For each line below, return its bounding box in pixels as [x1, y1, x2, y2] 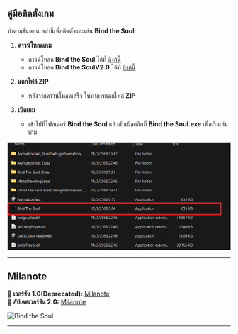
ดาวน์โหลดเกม [17, 40, 52, 49]
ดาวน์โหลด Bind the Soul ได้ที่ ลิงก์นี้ [28, 55, 122, 63]
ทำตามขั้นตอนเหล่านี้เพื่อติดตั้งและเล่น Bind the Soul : [7, 26, 137, 35]
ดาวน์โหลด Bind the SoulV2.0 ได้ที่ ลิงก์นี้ [28, 62, 136, 72]
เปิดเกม [17, 105, 35, 114]
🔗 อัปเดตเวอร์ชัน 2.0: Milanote [7, 297, 86, 306]
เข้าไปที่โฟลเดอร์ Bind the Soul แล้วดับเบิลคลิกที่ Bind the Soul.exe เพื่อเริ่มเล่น [28, 119, 229, 128]
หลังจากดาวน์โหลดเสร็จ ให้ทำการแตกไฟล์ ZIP [28, 91, 136, 100]
